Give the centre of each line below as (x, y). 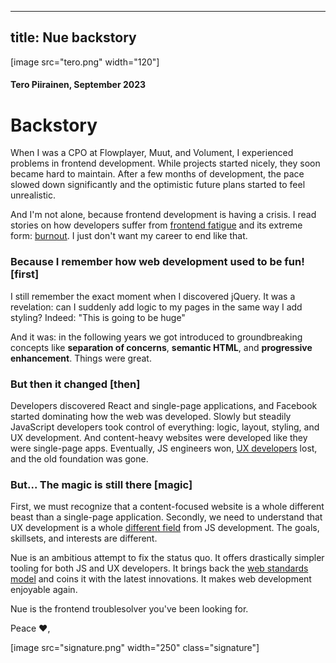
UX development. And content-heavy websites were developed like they (159, 437)
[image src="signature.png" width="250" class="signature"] (135, 648)
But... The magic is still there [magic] (101, 484)
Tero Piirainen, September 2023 (78, 85)
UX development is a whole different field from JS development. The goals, (165, 528)
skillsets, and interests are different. (84, 538)
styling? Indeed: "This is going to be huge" (98, 317)
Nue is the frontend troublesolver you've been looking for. (129, 609)
